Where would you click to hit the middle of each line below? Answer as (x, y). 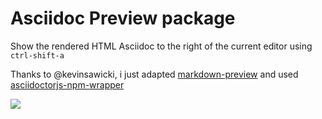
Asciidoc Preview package (123, 18)
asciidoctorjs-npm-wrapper (67, 84)
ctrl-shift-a (37, 55)
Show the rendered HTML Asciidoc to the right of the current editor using (161, 46)
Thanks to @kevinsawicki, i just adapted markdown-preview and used (154, 74)
